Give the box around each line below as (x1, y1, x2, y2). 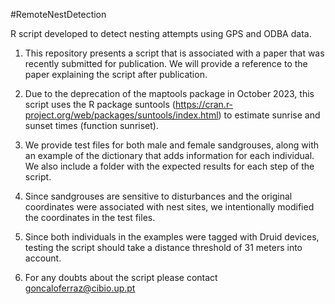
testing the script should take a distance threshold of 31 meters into (24, 242, 303, 253)
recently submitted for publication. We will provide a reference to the (24, 58, 308, 69)
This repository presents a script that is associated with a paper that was (24, 47, 325, 59)
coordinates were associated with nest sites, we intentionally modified (24, 201, 315, 213)
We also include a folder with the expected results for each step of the (24, 160, 315, 172)
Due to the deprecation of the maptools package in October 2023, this (24, 88, 315, 99)
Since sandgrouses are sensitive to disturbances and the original (24, 190, 293, 202)
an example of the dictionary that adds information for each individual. (24, 150, 315, 161)
